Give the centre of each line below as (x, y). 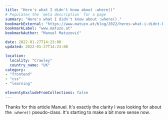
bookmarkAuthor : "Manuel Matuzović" (43, 33)
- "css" (13, 79)
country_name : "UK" (30, 65)
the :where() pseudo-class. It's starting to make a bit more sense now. (77, 112)
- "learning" (19, 84)
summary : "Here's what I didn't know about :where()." (63, 19)
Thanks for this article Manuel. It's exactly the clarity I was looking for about (83, 107)
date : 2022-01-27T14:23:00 (33, 42)
